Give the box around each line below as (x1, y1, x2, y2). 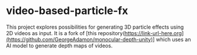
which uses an (155, 36, 191, 43)
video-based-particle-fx (6, 4, 128, 18)
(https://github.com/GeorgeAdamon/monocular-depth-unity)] (6, 36, 155, 43)
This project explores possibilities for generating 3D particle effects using (6, 23, 184, 30)
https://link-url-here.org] (124, 29, 184, 36)
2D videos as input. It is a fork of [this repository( (6, 29, 125, 36)
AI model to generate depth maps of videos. (6, 42, 113, 49)
